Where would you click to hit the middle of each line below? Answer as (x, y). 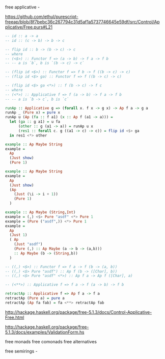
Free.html (15, 317)
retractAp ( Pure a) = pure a (35, 298)
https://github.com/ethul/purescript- (42, 16)
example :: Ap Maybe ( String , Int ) (41, 212)
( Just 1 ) (18, 235)
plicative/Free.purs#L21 (29, 27)
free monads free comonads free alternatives (51, 341)
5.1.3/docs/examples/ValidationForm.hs (45, 332)
